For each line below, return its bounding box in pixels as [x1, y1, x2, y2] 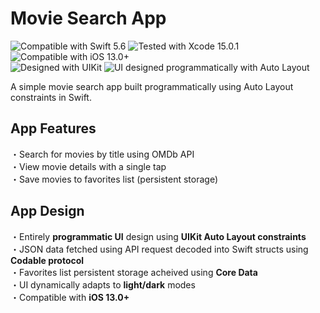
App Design [10, 203, 85, 220]
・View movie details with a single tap [10, 160, 167, 172]
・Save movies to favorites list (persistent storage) [10, 173, 219, 185]
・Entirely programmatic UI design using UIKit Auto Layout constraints [10, 230, 307, 242]
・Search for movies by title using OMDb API [10, 148, 195, 160]
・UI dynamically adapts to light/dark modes [10, 278, 196, 291]
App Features [10, 120, 97, 137]
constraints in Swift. [10, 91, 92, 103]
